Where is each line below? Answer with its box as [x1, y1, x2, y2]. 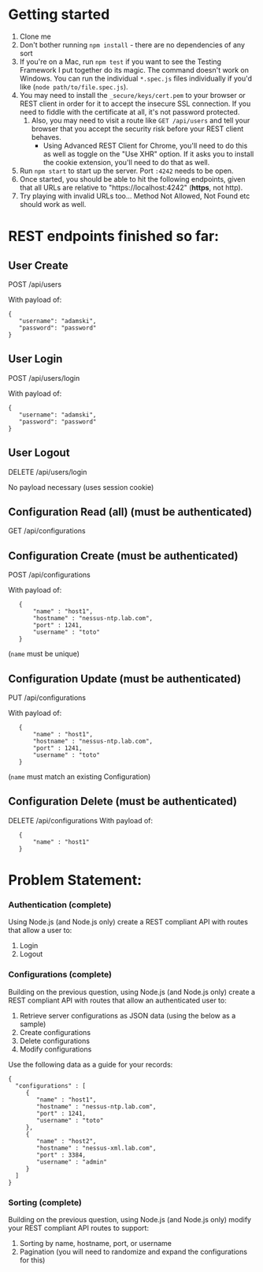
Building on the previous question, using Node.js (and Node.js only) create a [8, 987, 256, 996]
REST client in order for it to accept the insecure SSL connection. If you [19, 99, 251, 108]
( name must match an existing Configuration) [8, 772, 151, 781]
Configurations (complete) [8, 969, 113, 980]
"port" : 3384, [36, 1151, 87, 1159]
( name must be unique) [8, 649, 80, 659]
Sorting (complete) [8, 1197, 83, 1208]
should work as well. [19, 199, 87, 209]
